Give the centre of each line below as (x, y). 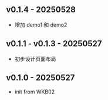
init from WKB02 (34, 92)
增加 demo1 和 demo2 (41, 25)
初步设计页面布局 (35, 59)
